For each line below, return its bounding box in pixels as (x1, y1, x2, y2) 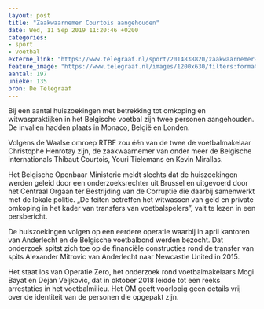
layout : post (8, 11, 51, 20)
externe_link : (8, 56, 55, 64)
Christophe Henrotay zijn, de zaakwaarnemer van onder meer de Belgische (8, 146, 252, 156)
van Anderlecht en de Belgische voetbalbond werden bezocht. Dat (8, 235, 224, 245)
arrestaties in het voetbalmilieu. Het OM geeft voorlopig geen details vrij (8, 284, 241, 293)
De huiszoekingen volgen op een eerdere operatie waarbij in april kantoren (8, 227, 250, 237)
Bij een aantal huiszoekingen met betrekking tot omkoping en (8, 106, 206, 116)
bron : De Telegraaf (8, 84, 72, 93)
